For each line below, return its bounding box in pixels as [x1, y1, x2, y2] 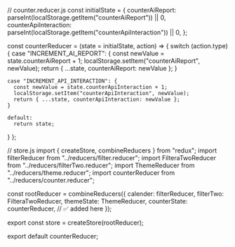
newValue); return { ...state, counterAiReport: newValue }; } [7, 64, 177, 72]
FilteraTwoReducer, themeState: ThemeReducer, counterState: [7, 197, 188, 205]
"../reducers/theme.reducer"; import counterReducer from [7, 169, 175, 177]
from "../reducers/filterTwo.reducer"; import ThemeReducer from [7, 161, 195, 169]
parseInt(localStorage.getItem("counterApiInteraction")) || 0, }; [7, 28, 188, 36]
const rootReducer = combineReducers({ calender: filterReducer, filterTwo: [7, 190, 224, 198]
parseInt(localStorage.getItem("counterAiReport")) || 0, [7, 13, 166, 22]
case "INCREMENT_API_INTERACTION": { [7, 78, 118, 85]
